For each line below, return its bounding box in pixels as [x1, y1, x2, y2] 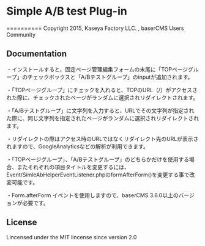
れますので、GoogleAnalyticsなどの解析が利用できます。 [6, 142, 149, 150]
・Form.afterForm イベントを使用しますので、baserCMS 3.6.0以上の [6, 191, 179, 199]
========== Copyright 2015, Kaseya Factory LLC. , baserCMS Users [6, 24, 184, 32]
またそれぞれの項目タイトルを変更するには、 [17, 163, 130, 170]
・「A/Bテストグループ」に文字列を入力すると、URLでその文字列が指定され [6, 107, 195, 114]
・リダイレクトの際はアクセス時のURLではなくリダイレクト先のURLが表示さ [6, 135, 199, 142]
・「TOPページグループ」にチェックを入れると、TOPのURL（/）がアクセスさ [6, 86, 198, 93]
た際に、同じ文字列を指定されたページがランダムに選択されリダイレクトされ [6, 114, 199, 121]
